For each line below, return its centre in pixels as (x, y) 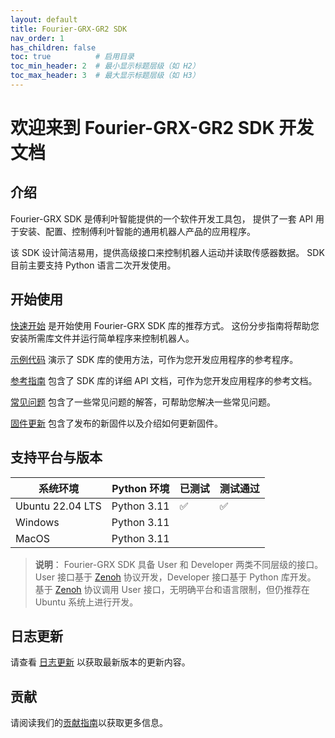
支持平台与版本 (56, 457)
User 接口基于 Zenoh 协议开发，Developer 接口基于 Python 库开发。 (175, 577)
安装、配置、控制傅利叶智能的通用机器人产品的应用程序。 (137, 231)
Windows (37, 522)
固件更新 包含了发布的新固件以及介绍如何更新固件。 (116, 423)
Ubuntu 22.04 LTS (58, 506)
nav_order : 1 (37, 38)
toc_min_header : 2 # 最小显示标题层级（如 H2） (105, 66)
